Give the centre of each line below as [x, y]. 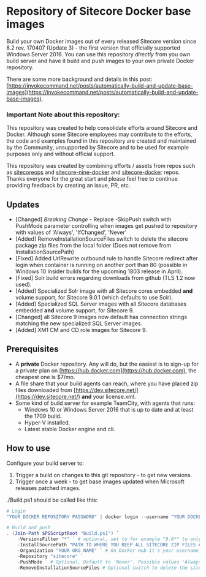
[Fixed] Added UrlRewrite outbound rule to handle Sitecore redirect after [106, 258]
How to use [28, 448]
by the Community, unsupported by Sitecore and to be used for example [97, 148]
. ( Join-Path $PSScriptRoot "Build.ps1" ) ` [63, 534]
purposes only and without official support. [61, 154]
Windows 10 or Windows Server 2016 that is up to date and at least [109, 409]
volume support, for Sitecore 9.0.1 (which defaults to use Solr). [94, 298]
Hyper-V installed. [47, 422]
